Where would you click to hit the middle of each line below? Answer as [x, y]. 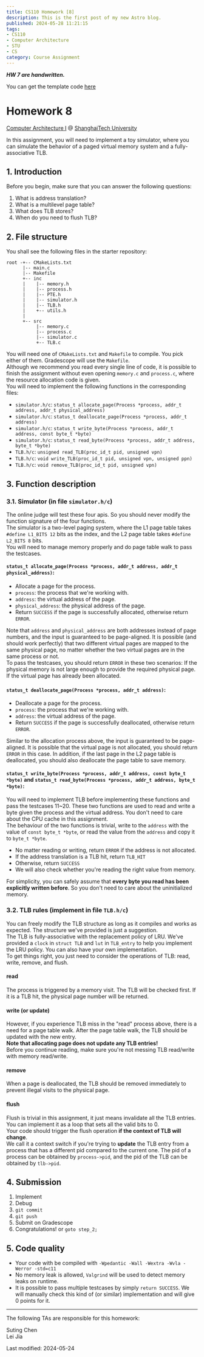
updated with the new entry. [42, 1037]
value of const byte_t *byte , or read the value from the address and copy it [101, 832]
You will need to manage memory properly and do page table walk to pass [99, 547]
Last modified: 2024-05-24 [40, 1348]
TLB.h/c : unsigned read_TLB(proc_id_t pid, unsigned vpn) [89, 452]
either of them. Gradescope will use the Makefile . [68, 361]
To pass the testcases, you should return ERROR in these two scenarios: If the [102, 663]
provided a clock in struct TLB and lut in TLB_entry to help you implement [99, 943]
